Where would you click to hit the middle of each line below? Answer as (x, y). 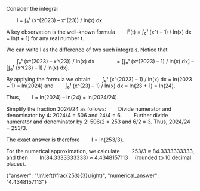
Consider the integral (32, 9)
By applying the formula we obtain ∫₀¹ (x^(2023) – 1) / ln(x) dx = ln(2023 (99, 79)
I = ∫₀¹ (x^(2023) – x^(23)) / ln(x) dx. (60, 20)
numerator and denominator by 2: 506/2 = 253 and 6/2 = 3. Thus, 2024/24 (99, 122)
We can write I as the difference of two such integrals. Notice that (87, 50)
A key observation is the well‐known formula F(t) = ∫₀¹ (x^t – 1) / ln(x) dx (99, 32)
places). (16, 164)
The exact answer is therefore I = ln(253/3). (65, 140)
